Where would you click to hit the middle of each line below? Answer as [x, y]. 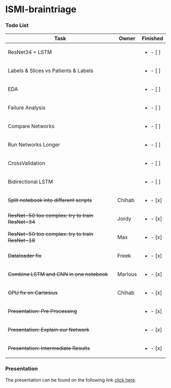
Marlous [127, 274]
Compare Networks [31, 126]
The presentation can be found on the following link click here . [71, 380]
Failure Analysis [27, 108]
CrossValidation [27, 163]
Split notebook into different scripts [50, 200]
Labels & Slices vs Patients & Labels [51, 71]
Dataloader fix [25, 256]
